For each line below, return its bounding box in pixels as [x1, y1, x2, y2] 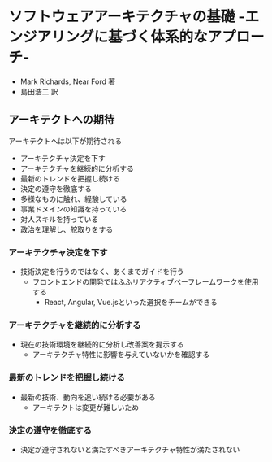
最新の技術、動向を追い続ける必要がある [19, 392, 156, 402]
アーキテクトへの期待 [8, 113, 115, 127]
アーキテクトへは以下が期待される [8, 136, 123, 146]
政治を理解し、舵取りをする [19, 224, 114, 234]
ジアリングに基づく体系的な [23, 28, 209, 46]
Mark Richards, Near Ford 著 [19, 76, 116, 86]
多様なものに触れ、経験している [19, 194, 127, 203]
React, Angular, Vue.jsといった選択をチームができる [44, 298, 218, 307]
